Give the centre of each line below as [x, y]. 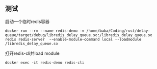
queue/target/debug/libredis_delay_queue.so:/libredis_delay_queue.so [79, 35]
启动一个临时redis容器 [27, 22]
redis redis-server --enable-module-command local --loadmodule [73, 39]
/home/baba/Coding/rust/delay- [118, 31]
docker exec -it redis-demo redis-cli [45, 63]
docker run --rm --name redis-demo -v [45, 31]
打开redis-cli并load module [32, 53]
